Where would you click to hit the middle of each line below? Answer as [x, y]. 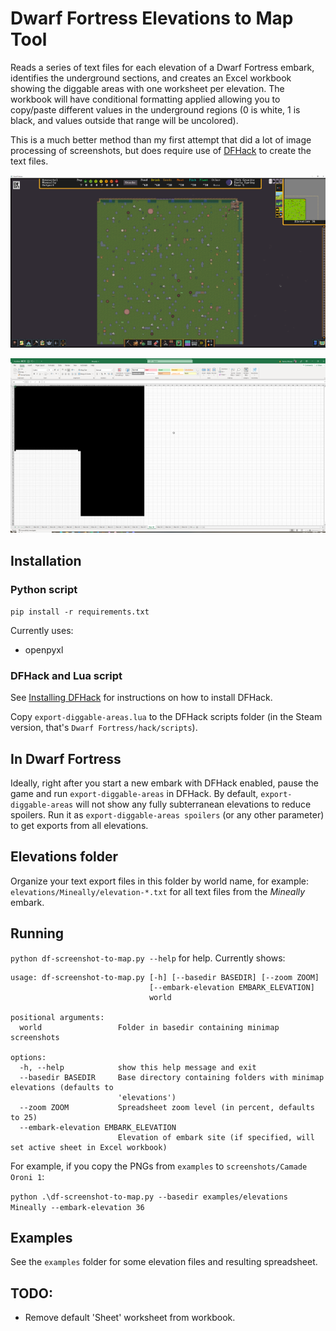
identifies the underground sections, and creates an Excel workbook [151, 78]
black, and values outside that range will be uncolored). [124, 120]
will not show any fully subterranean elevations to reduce [193, 804]
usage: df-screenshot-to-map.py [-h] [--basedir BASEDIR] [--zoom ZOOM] [165, 977]
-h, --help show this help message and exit [138, 1067]
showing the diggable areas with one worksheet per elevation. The [147, 88]
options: [28, 1057]
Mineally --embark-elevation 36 [77, 1207]
